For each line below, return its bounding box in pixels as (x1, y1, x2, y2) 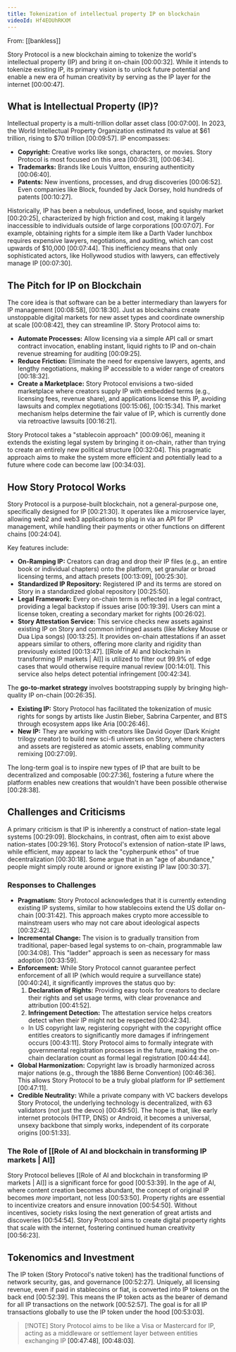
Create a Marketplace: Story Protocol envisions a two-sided (17, 379, 194, 388)
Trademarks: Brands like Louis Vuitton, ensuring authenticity (17, 163, 195, 172)
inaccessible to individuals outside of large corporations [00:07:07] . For (7, 222, 215, 230)
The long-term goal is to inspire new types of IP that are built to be (7, 763, 201, 772)
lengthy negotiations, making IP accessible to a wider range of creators (17, 364, 225, 373)
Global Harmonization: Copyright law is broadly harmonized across (17, 1061, 215, 1070)
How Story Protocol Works (7, 481, 126, 493)
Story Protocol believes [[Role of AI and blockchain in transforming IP (7, 1171, 209, 1180)
